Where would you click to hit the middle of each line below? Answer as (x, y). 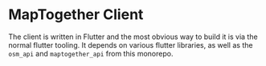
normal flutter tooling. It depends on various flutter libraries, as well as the (131, 45)
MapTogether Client (76, 15)
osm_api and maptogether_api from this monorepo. (91, 53)
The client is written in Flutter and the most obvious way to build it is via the (133, 37)
